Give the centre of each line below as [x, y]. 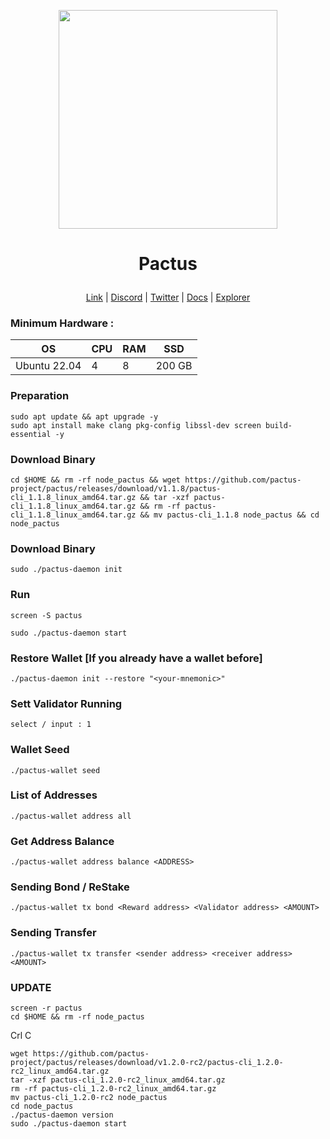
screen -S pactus [46, 615]
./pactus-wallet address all [71, 816]
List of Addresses [54, 795]
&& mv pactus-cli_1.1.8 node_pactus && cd [229, 515]
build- [279, 425]
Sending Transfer [53, 933]
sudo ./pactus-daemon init [66, 570]
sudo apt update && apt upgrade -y [84, 416]
